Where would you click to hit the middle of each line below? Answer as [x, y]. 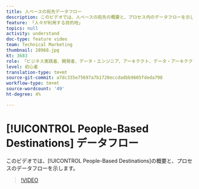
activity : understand [33, 34]
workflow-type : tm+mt [33, 84]
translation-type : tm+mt [37, 72]
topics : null [22, 28]
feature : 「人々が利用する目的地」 [45, 23]
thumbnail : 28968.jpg [33, 50]
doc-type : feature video [37, 39]
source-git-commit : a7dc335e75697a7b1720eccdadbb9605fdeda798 [84, 78]
